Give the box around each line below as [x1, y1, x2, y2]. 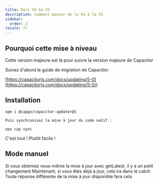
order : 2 [9, 21, 28, 26]
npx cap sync [5, 126, 32, 131]
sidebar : [5, 16, 23, 21]
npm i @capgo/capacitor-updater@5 [5, 109, 77, 114]
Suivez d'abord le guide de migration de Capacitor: [5, 66, 109, 72]
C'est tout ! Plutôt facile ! [5, 135, 56, 141]
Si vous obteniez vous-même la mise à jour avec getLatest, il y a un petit [5, 163, 154, 169]
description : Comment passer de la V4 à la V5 [5, 12, 103, 17]
